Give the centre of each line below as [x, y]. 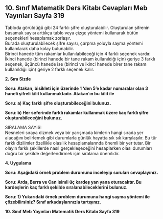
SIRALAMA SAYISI [23, 127]
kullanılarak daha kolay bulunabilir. [40, 48]
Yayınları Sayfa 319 [35, 16]
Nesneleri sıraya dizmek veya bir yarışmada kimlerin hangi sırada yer [74, 133]
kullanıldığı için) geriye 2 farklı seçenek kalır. [50, 69]
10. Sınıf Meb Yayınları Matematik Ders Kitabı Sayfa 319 [62, 211]
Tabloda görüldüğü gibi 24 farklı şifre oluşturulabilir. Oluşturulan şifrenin [78, 27]
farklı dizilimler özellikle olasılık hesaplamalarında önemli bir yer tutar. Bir [78, 143]
